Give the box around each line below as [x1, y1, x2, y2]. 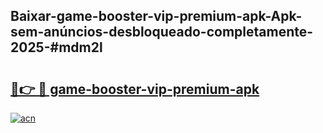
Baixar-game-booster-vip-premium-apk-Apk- [10, 8, 303, 25]
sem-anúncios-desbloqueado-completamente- [10, 24, 314, 41]
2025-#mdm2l [10, 39, 103, 56]
